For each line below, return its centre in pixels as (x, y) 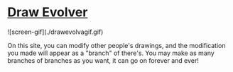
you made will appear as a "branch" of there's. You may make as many (111, 53)
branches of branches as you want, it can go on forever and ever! (103, 60)
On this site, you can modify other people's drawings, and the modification (116, 45)
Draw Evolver (48, 12)
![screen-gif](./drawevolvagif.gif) (55, 32)
